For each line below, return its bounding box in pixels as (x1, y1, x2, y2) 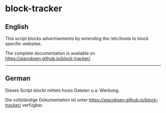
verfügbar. (22, 102, 43, 108)
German (5, 74, 31, 83)
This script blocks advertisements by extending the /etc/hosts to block (5, 35, 149, 41)
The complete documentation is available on (5, 50, 95, 56)
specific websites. (5, 41, 42, 47)
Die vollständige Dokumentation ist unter (5, 97, 88, 103)
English (5, 23, 29, 31)
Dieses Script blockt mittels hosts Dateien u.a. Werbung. (5, 87, 120, 93)
